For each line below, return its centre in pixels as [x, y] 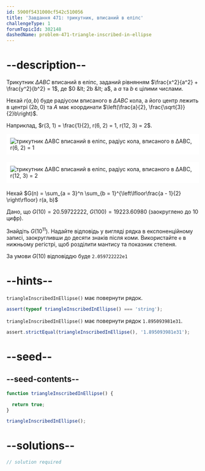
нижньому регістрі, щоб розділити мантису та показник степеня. [91, 244]
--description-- [47, 65]
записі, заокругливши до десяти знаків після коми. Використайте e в [96, 238]
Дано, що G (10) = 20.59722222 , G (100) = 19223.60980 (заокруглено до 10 [102, 212]
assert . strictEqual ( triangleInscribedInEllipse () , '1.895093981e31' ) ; [98, 332]
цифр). [15, 218]
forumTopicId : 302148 [34, 29]
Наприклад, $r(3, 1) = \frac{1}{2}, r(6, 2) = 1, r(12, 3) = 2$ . [79, 126]
